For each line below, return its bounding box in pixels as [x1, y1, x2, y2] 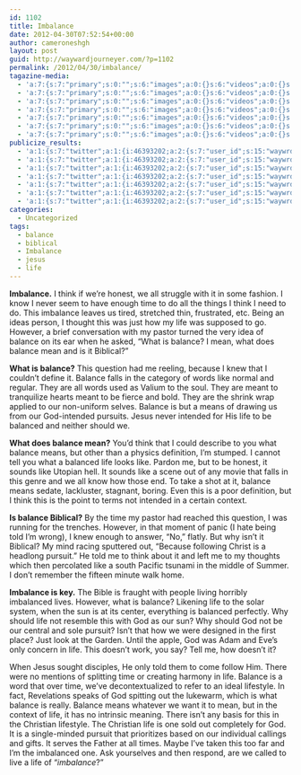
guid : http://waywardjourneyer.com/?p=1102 [9, 55, 175, 64]
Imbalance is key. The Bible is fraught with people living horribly [9, 586, 248, 597]
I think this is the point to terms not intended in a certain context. [9, 495, 248, 506]
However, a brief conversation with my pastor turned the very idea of [9, 326, 264, 337]
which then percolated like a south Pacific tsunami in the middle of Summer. [9, 559, 289, 570]
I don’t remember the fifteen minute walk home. [9, 569, 185, 580]
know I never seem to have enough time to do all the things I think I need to [9, 297, 287, 308]
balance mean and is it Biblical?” [9, 345, 129, 356]
